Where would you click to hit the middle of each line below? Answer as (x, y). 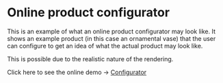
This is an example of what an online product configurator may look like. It (112, 31)
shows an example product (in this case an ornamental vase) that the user (112, 38)
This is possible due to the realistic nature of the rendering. (90, 59)
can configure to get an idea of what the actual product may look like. (105, 46)
